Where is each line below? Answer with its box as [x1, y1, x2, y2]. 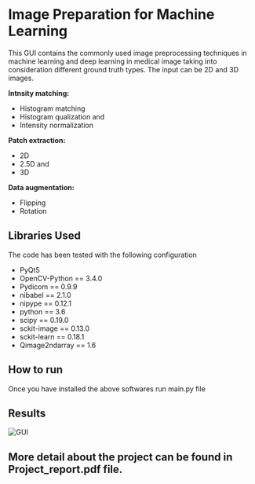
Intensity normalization [19, 120, 94, 130]
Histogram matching [19, 104, 86, 113]
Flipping [19, 198, 46, 207]
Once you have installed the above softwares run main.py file [8, 383, 206, 394]
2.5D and [19, 159, 49, 168]
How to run [8, 363, 64, 376]
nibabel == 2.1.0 [19, 290, 72, 299]
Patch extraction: [8, 135, 66, 145]
